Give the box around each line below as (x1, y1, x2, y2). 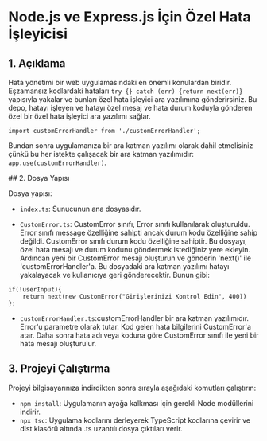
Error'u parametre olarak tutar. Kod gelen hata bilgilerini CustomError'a (19, 322, 252, 331)
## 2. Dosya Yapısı (8, 174, 70, 182)
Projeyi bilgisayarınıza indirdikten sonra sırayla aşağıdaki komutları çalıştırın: (8, 383, 257, 392)
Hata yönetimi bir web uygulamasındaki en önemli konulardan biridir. (8, 78, 232, 87)
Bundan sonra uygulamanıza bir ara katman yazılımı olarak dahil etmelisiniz (8, 141, 253, 150)
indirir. (19, 407, 41, 416)
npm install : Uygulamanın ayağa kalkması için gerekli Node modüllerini (19, 398, 254, 408)
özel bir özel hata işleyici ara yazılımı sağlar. (8, 111, 151, 121)
